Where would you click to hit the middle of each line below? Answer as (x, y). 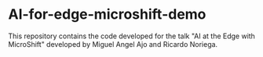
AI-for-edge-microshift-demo (107, 14)
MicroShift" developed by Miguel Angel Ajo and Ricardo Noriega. (113, 44)
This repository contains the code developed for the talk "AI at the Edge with (131, 36)
